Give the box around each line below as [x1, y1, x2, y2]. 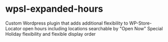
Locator [5, 25, 22, 31]
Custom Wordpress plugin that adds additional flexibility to [5, 20, 129, 26]
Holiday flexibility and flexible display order [5, 31, 96, 37]
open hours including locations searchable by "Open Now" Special [22, 25, 163, 31]
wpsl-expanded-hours [5, 3, 103, 15]
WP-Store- [129, 20, 152, 26]
